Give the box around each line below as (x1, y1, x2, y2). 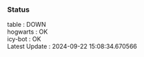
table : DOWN (7, 21, 46, 29)
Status (7, 5, 30, 14)
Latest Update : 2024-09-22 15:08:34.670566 (7, 43, 138, 51)
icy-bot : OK (7, 35, 41, 43)
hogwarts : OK (7, 27, 48, 36)
